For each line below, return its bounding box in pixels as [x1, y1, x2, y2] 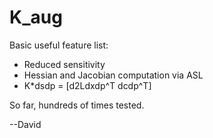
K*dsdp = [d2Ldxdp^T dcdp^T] [23, 79, 152, 91]
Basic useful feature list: [9, 39, 109, 51]
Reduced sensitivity [23, 58, 106, 70]
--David [9, 118, 42, 130]
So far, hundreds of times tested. [9, 99, 145, 111]
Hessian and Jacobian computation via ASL [23, 69, 204, 81]
